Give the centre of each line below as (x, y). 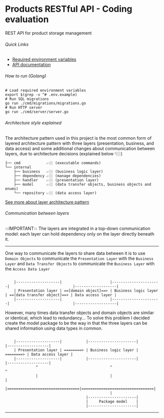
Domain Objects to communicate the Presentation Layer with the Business (79, 258)
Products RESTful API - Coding (69, 9)
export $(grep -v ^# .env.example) (41, 95)
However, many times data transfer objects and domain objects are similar (80, 313)
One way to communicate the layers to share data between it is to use (75, 253)
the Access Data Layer (28, 269)
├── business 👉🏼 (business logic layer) (59, 172)
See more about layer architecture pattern (47, 202)
